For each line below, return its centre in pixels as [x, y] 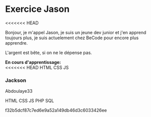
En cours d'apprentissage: [33, 62]
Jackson [16, 80]
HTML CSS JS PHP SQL [30, 101]
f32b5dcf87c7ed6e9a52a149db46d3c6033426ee [56, 111]
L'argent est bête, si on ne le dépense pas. [49, 53]
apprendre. [17, 43]
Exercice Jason [37, 9]
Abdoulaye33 [19, 91]
